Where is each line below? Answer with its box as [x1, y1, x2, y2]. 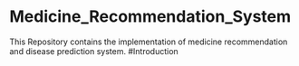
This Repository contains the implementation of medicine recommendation [9, 36, 288, 47]
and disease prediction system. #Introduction [9, 45, 178, 56]
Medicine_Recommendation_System [9, 6, 292, 27]
